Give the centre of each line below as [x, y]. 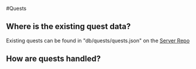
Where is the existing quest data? [68, 26]
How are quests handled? [54, 59]
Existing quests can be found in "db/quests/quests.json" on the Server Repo [98, 41]
